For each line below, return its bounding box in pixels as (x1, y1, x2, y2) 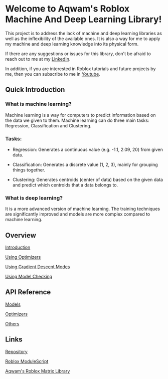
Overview (5, 231, 37, 240)
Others (5, 320, 20, 326)
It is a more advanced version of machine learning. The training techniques (5, 206, 160, 212)
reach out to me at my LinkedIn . (5, 56, 71, 62)
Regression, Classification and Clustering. (5, 122, 92, 128)
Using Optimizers (5, 254, 41, 260)
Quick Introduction (5, 86, 65, 94)
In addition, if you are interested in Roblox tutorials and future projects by (5, 66, 156, 72)
